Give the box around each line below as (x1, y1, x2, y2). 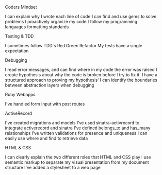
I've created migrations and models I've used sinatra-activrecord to (5, 120, 140, 125)
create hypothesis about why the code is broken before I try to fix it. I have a (5, 72, 158, 77)
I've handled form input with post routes (5, 101, 85, 106)
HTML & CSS (5, 145, 32, 150)
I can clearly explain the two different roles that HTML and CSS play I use (5, 154, 151, 160)
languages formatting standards (5, 24, 69, 30)
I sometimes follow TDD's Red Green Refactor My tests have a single (5, 43, 143, 48)
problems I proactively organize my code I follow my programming (5, 19, 138, 24)
